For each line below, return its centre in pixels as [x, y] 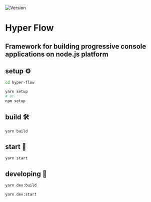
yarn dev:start [21, 194]
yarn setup [16, 92]
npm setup [15, 101]
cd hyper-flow [20, 82]
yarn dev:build [21, 185]
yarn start [16, 158]
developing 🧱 [26, 174]
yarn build [16, 131]
